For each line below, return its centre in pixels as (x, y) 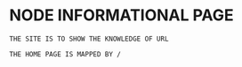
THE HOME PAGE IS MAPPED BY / (65, 54)
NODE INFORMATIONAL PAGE (121, 15)
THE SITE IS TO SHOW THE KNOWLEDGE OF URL (89, 39)
